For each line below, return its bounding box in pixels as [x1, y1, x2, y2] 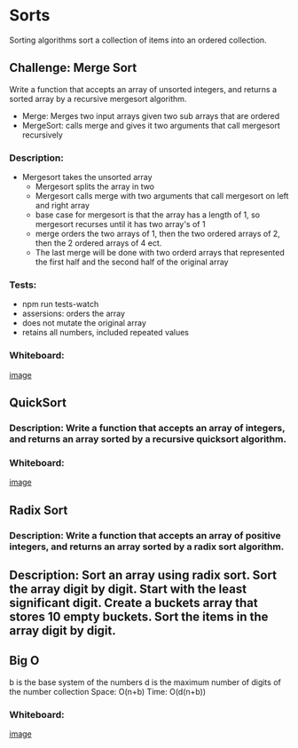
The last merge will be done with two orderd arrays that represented [35, 248, 286, 258]
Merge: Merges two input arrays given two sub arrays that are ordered [21, 110, 280, 121]
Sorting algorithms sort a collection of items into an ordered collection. [9, 35, 268, 45]
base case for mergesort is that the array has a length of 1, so [35, 209, 260, 220]
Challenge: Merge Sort [9, 60, 137, 75]
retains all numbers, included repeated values [21, 327, 189, 338]
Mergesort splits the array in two [35, 181, 155, 192]
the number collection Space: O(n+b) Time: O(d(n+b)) [9, 686, 207, 697]
